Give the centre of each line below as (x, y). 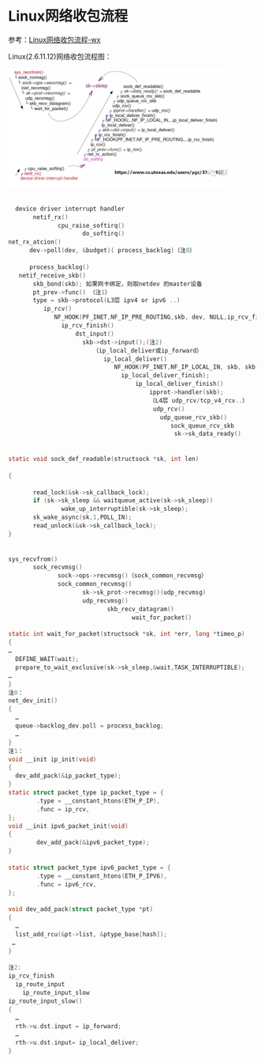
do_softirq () (104, 234)
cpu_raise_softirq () (91, 225)
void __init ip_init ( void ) (52, 759)
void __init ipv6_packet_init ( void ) (68, 826)
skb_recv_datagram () (141, 609)
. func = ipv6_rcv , (67, 884)
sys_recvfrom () (33, 559)
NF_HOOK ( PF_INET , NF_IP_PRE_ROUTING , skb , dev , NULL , (140, 317)
